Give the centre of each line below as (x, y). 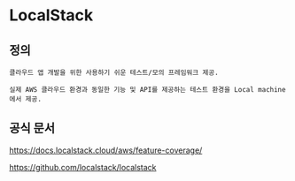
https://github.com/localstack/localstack (83, 167)
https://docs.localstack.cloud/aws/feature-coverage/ (106, 150)
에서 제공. (26, 99)
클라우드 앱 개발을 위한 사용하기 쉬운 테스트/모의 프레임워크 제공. (114, 72)
